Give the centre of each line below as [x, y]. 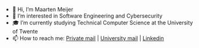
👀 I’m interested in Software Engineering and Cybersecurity [87, 16]
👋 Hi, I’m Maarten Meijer [43, 9]
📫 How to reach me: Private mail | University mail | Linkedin [88, 38]
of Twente [25, 31]
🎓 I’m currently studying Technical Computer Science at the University [103, 22]
